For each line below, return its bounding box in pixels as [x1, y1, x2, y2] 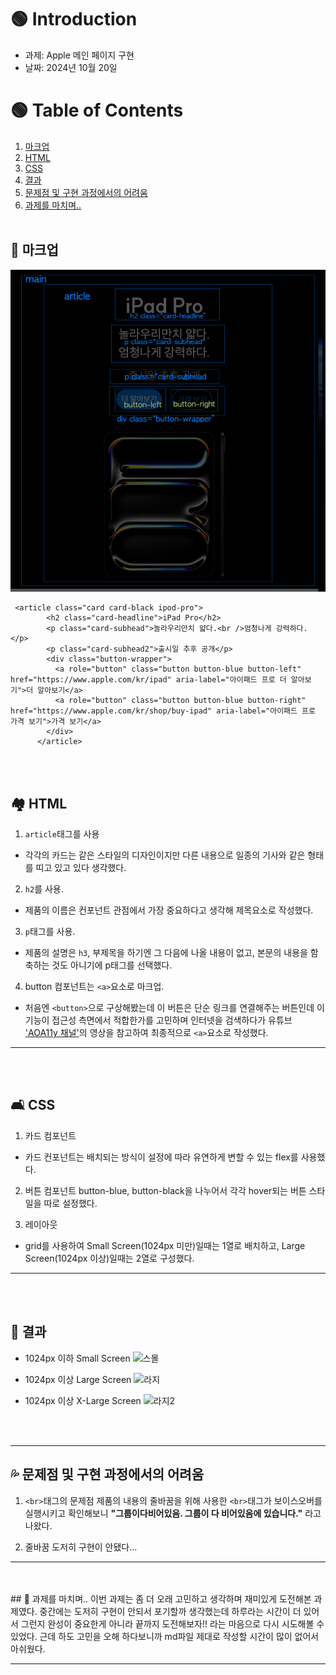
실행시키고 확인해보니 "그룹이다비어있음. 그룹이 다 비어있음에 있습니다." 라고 [24, 1507, 322, 1519]
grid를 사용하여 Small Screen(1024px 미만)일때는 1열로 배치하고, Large [24, 1239, 306, 1251]
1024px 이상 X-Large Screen [24, 1394, 142, 1406]
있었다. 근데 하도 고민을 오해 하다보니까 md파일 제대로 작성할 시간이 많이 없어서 [10, 1630, 320, 1642]
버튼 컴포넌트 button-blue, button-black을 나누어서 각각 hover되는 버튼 [24, 1184, 307, 1196]
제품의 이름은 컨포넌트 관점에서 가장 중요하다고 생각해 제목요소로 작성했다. [24, 904, 314, 916]
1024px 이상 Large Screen [24, 1373, 132, 1385]
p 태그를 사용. [24, 926, 76, 938]
